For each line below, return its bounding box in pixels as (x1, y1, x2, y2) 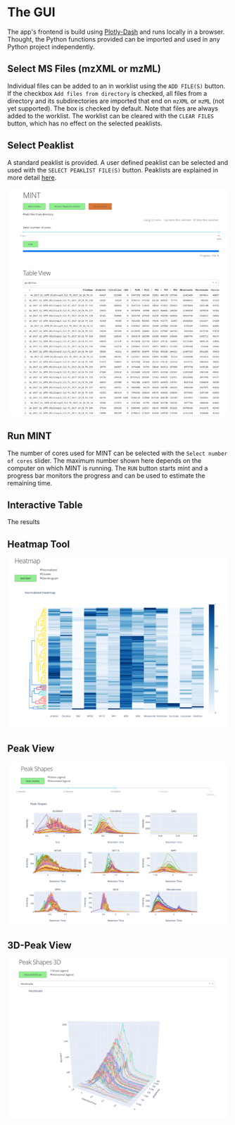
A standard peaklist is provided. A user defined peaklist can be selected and (7, 158, 229, 166)
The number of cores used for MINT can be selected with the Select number (7, 449, 228, 457)
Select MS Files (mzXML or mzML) (7, 63, 162, 75)
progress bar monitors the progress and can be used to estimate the (7, 471, 205, 480)
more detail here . (7, 173, 57, 182)
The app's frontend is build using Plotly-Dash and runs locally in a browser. (7, 27, 225, 36)
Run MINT (7, 430, 52, 442)
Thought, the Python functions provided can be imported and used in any (7, 35, 220, 43)
